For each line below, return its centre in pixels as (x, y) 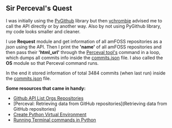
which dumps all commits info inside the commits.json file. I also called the (84, 58)
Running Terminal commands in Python (55, 120)
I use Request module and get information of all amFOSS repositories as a (84, 41)
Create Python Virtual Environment (50, 114)
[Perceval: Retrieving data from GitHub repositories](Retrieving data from (90, 104)
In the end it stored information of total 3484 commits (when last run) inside (86, 73)
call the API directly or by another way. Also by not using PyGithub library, (84, 26)
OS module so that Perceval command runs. (52, 63)
